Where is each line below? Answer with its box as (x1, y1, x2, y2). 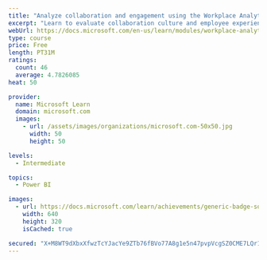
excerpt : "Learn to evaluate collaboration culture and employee (8, 19, 229, 27)
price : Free (8, 41, 48, 49)
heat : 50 (8, 78, 37, 86)
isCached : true (22, 225, 73, 233)
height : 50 (29, 137, 66, 145)
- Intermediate (15, 159, 66, 167)
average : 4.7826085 (15, 71, 80, 79)
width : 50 (29, 130, 62, 138)
